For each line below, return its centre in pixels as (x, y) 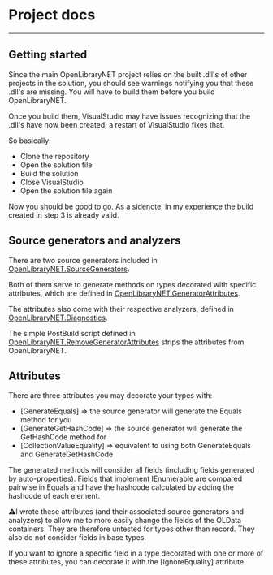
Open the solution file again (66, 190)
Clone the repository (54, 156)
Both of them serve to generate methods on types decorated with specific (132, 284)
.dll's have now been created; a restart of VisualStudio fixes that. (117, 124)
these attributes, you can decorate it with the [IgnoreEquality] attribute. (127, 562)
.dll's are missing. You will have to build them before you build (112, 92)
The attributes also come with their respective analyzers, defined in (121, 309)
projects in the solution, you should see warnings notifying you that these (131, 83)
